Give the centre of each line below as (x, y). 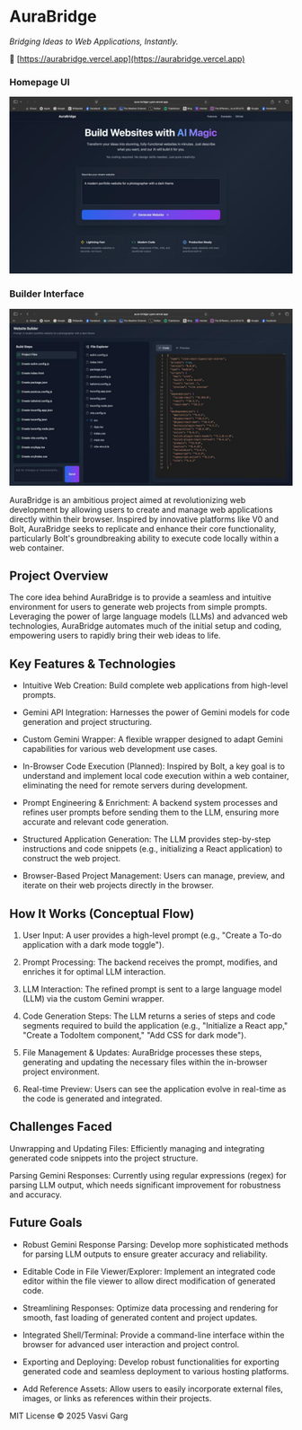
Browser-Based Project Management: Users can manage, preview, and (153, 876)
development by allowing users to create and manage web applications (141, 509)
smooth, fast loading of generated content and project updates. (140, 1317)
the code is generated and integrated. (92, 1099)
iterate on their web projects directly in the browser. (118, 886)
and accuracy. (36, 1194)
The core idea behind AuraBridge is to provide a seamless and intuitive (140, 597)
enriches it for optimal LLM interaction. (94, 971)
